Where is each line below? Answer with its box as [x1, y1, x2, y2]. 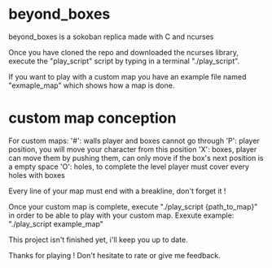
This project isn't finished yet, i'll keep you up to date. [8, 235, 189, 244]
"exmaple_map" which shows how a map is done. [8, 80, 175, 90]
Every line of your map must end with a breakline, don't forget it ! [8, 186, 226, 196]
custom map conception [8, 109, 177, 128]
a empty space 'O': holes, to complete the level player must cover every [8, 162, 250, 171]
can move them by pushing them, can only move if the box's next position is [8, 153, 264, 162]
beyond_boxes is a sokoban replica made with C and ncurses [8, 32, 214, 41]
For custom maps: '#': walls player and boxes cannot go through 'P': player [8, 136, 261, 145]
